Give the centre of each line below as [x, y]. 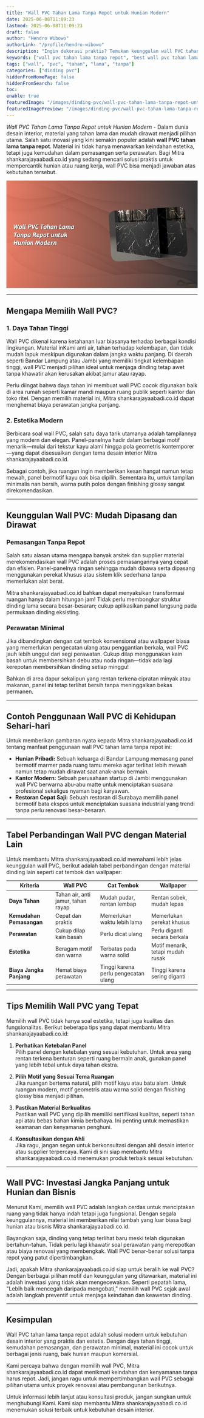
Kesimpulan [29, 1320]
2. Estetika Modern [35, 420]
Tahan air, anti [73, 894]
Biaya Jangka [26, 970]
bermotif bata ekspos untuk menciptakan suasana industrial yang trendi [105, 804]
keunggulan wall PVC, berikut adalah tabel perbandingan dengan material [98, 866]
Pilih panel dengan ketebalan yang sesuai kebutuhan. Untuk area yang [103, 1052]
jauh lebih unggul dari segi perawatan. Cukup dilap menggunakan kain [94, 654]
